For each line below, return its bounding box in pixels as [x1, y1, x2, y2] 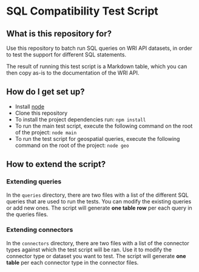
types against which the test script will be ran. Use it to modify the [6, 246, 172, 253]
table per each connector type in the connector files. [6, 259, 139, 266]
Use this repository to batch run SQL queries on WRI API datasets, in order [6, 44, 192, 52]
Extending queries [6, 177, 62, 186]
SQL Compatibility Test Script [6, 4, 159, 18]
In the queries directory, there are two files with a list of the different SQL [6, 191, 189, 199]
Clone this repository [15, 109, 68, 117]
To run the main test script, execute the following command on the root [15, 122, 193, 129]
